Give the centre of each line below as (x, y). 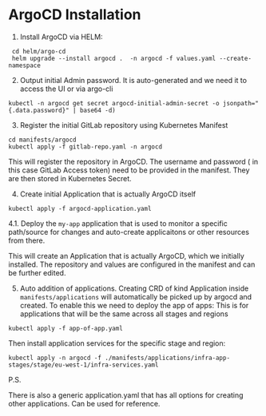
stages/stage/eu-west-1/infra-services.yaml (83, 365)
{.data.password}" (39, 110)
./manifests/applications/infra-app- (167, 358)
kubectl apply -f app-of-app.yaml (66, 328)
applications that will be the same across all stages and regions (124, 314)
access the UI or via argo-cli (66, 89)
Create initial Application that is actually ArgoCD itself (108, 194)
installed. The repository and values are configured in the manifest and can (132, 264)
